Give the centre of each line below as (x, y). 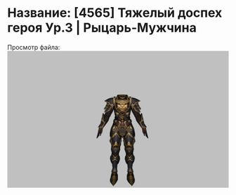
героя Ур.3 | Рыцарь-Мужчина (102, 28)
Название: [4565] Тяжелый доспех (115, 13)
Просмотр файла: (34, 47)
